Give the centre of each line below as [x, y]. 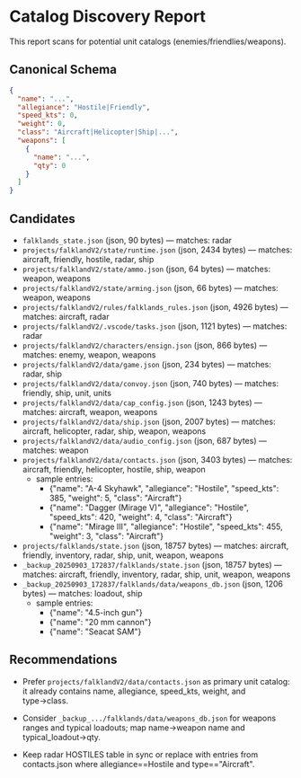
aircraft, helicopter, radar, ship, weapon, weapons [114, 431]
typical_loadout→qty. [62, 737]
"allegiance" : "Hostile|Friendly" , [84, 107]
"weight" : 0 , [42, 124]
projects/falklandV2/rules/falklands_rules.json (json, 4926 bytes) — [155, 306]
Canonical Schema [63, 70]
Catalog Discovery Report [108, 17]
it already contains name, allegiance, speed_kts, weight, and [134, 691]
